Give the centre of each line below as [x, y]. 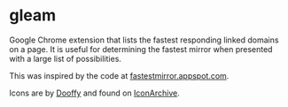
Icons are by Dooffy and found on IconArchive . [94, 93]
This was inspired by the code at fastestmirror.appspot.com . [119, 75]
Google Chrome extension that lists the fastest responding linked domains [144, 40]
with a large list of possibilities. [66, 58]
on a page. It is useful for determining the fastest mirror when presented [141, 49]
